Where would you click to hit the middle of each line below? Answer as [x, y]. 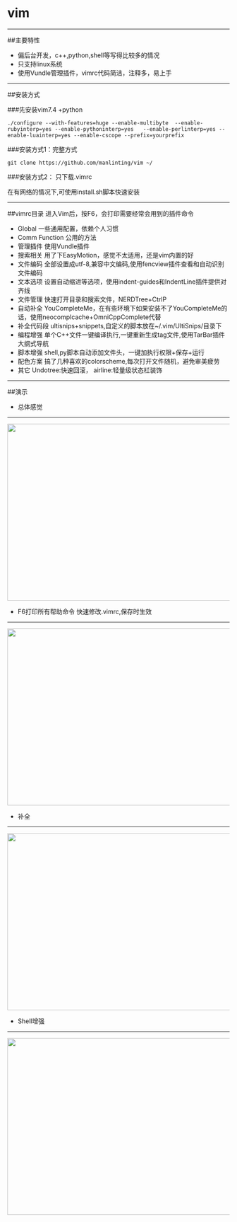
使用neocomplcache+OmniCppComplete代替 [96, 317]
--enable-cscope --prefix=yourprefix [129, 135]
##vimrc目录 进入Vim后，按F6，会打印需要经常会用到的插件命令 [101, 213]
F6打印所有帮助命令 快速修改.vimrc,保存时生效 [85, 611]
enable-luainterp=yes [39, 135]
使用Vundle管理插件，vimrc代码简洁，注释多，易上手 [95, 73]
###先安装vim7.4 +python [45, 109]
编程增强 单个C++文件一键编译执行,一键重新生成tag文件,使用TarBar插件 [121, 335]
